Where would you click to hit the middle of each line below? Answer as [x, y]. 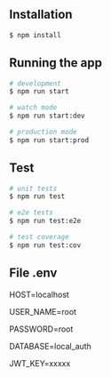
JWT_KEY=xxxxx [40, 363]
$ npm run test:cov [45, 245]
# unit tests [33, 188]
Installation [41, 15]
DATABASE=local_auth [50, 346]
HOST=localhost [39, 294]
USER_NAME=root [43, 311]
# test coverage [39, 237]
